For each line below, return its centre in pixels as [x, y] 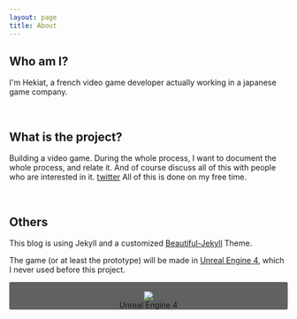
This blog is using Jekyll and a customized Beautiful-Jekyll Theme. [131, 243]
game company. [38, 92]
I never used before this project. [67, 270]
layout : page [33, 17]
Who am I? [39, 61]
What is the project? [66, 137]
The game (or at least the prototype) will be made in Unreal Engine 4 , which [147, 260]
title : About [33, 26]
